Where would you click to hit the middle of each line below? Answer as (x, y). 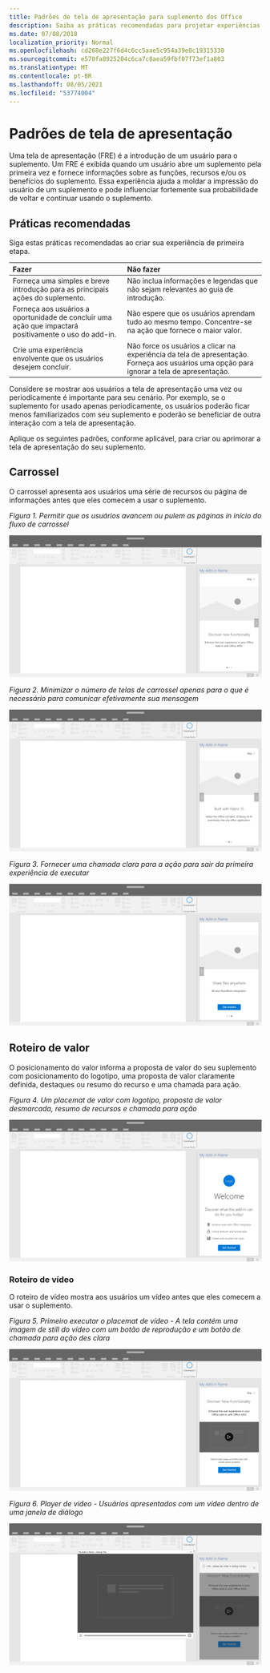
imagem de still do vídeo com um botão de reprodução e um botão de (125, 1329)
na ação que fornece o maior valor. (185, 330)
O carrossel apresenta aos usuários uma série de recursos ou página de (128, 491)
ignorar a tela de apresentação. (179, 371)
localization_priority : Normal (61, 42)
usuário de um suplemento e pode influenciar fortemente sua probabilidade (134, 190)
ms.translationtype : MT (49, 68)
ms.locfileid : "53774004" (52, 93)
